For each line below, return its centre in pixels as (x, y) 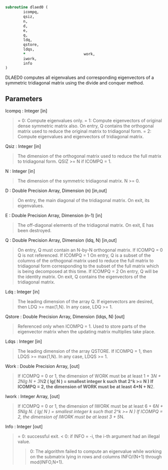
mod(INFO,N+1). (47, 462)
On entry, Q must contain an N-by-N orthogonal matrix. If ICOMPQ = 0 (90, 250)
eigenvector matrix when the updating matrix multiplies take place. (86, 332)
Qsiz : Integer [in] (23, 146)
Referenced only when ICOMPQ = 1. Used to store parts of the (82, 326)
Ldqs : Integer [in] (24, 341)
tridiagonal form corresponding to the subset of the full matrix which (88, 266)
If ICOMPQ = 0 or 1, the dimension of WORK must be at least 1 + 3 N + (89, 376)
